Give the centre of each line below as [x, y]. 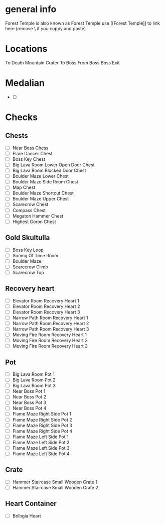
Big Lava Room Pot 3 [34, 386]
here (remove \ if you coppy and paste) [46, 28]
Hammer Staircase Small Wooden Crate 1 [55, 482]
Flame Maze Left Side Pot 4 [41, 454]
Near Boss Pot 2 [29, 397]
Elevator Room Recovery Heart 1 [46, 300]
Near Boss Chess [30, 148]
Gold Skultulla [28, 238]
